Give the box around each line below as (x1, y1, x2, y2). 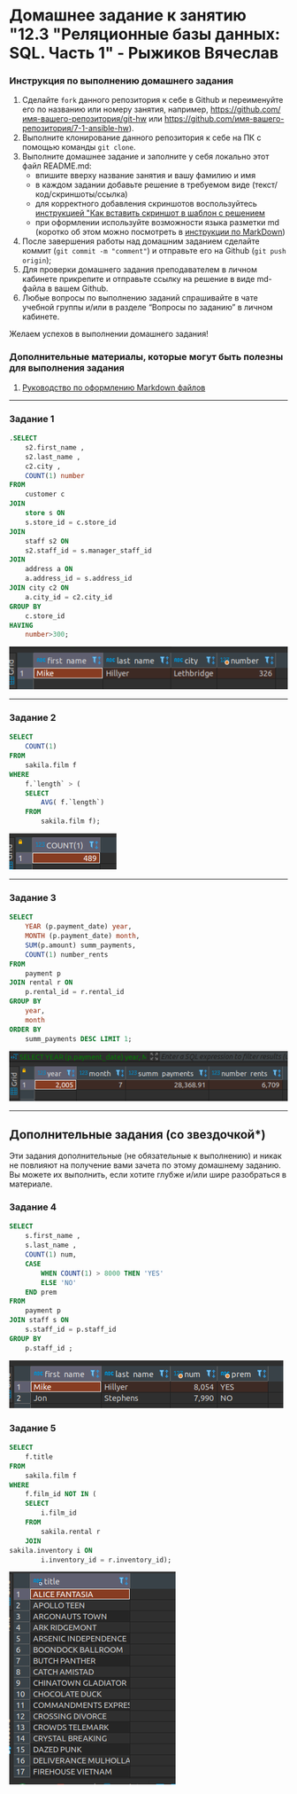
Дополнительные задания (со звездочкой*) (9, 1127, 266, 1142)
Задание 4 (9, 1201, 57, 1213)
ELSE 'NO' (41, 1278, 77, 1287)
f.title (25, 1452, 53, 1461)
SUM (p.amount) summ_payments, (25, 941, 137, 950)
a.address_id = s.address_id (25, 574, 133, 584)
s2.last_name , (25, 452, 81, 461)
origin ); (21, 255, 52, 266)
